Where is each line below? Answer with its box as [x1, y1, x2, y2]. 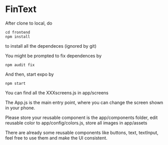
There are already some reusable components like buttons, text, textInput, [5, 129, 158, 135]
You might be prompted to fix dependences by [5, 53, 102, 59]
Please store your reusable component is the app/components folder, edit [5, 114, 158, 120]
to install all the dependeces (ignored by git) [5, 43, 97, 49]
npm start [5, 81, 26, 86]
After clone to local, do [5, 20, 53, 26]
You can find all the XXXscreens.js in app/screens [5, 89, 109, 96]
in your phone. [5, 104, 35, 111]
